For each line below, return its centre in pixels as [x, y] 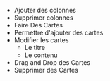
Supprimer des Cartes [46, 70]
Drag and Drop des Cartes [52, 62]
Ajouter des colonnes [45, 10]
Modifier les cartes [41, 40]
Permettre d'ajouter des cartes [59, 32]
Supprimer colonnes [43, 18]
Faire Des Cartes [38, 25]
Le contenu [41, 55]
